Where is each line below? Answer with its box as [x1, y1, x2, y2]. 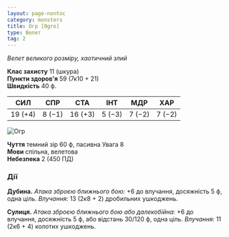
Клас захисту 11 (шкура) [7, 68, 80, 76]
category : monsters [7, 16, 63, 23]
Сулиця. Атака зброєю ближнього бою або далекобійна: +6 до [7, 208, 194, 216]
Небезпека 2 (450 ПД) [7, 155, 74, 163]
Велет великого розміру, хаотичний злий [7, 54, 128, 62]
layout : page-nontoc [7, 10, 67, 17]
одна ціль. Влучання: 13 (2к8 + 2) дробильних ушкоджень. [7, 195, 178, 203]
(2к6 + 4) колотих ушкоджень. [7, 223, 96, 231]
